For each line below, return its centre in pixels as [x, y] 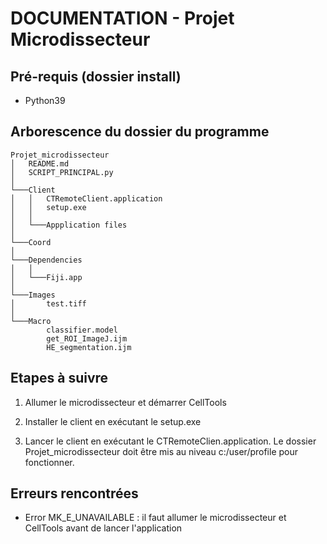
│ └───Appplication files [69, 225]
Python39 [45, 100]
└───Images [33, 295]
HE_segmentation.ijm [89, 347]
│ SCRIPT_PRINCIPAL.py [62, 172]
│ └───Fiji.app [46, 277]
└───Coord [31, 242]
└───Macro [31, 321]
